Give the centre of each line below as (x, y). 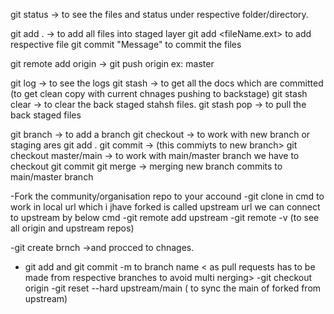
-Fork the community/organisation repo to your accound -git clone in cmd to (167, 196)
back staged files (46, 115)
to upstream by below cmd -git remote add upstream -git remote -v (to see (165, 217)
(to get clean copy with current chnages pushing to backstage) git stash (159, 93)
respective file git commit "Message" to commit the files (126, 44)
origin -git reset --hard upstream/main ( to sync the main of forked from (173, 288)
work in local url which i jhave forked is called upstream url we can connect (165, 207)
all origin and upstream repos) (72, 228)
